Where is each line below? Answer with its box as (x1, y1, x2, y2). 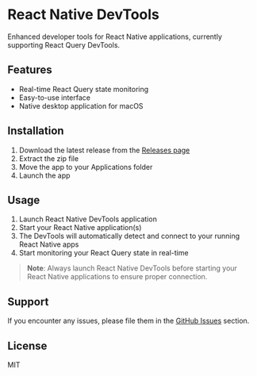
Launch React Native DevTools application (18, 214, 158, 224)
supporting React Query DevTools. (7, 40, 121, 49)
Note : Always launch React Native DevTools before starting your (26, 263, 237, 273)
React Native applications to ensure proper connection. (26, 272, 208, 282)
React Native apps (18, 240, 79, 249)
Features (7, 63, 52, 77)
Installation (7, 125, 64, 138)
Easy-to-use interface (18, 93, 91, 102)
